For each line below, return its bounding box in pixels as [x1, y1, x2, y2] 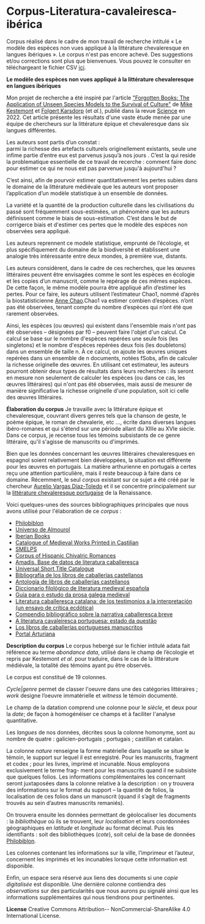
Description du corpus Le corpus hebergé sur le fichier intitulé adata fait [6, 642, 190, 649]
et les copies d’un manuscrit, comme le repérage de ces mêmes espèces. [6, 277, 193, 285]
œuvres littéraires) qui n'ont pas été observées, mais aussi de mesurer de [6, 380, 193, 388]
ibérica [6, 17, 43, 31]
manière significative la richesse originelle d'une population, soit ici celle [6, 387, 189, 394]
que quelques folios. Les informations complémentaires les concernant [6, 773, 185, 780]
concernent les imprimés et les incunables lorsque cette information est [6, 855, 188, 863]
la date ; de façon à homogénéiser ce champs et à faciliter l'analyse [6, 710, 176, 717]
